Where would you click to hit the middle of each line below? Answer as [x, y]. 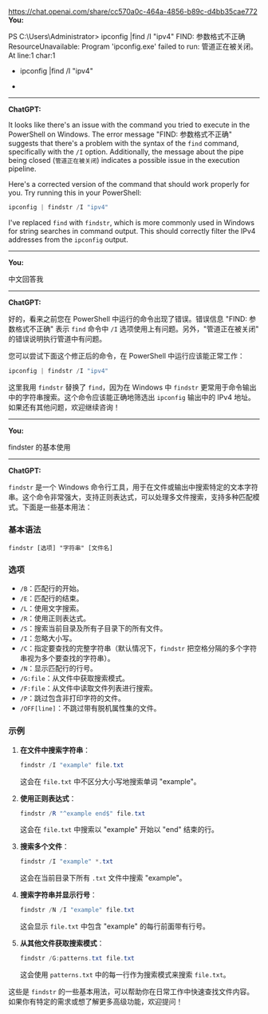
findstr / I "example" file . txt [72, 765]
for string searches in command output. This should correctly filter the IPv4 [132, 231]
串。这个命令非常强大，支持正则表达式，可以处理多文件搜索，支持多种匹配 [130, 497]
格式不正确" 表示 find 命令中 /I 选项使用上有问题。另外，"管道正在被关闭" [137, 329]
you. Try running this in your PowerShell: [75, 192]
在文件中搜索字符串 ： [55, 750]
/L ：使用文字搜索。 [51, 608]
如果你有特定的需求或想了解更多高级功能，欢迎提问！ [96, 1002]
